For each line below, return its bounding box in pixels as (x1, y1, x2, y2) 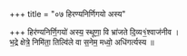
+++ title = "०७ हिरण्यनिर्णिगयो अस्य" (9, 9, 126, 19)
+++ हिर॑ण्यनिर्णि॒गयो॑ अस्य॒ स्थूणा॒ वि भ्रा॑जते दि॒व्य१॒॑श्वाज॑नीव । (9, 27, 180, 37)
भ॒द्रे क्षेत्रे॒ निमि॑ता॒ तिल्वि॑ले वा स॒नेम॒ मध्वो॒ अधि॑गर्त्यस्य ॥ (9, 37, 154, 47)
